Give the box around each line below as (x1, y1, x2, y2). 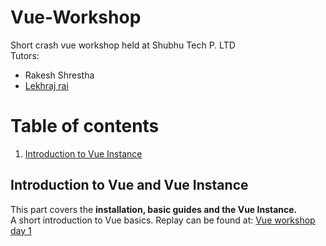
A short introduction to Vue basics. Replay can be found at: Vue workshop (10, 214, 316, 226)
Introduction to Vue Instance (24, 147, 143, 160)
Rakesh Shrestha (24, 69, 95, 81)
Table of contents (10, 115, 160, 138)
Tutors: (10, 49, 40, 61)
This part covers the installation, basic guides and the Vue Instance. (10, 203, 298, 215)
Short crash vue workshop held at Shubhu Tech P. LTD (10, 39, 236, 51)
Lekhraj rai (24, 79, 69, 91)
